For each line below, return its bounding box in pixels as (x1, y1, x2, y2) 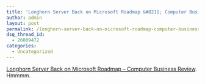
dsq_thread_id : (6, 32, 45, 38)
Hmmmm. (6, 71, 31, 79)
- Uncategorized (12, 49, 53, 55)
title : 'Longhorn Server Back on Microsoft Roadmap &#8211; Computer (6, 9, 187, 15)
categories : (6, 43, 37, 49)
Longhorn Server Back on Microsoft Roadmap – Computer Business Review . (6, 65, 197, 72)
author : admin (6, 15, 43, 21)
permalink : (6, 26, 34, 32)
